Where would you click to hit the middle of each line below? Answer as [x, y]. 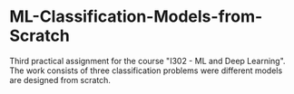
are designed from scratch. [60, 80]
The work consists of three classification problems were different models [146, 70]
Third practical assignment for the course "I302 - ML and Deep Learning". [147, 61]
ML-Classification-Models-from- [136, 17]
